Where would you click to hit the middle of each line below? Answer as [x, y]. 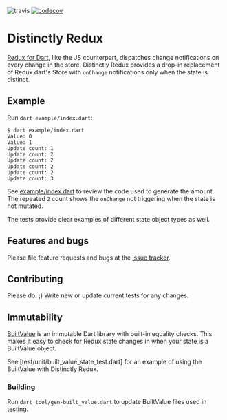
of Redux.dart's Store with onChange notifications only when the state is [108, 72]
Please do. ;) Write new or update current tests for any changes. [98, 295]
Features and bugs [48, 241]
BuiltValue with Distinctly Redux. [53, 369]
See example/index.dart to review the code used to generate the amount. [111, 191]
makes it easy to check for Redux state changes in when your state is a [108, 342]
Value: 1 [20, 142]
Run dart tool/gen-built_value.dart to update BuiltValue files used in [107, 402]
